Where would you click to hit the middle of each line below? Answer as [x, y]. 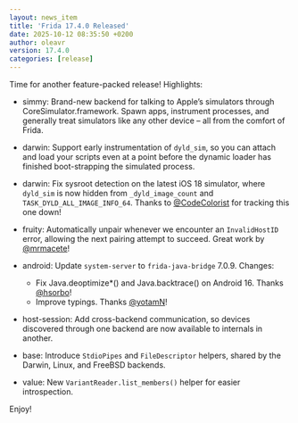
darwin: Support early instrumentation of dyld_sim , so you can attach [149, 147]
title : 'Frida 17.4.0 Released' [69, 26]
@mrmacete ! [46, 248]
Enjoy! [21, 409]
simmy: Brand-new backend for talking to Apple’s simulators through [148, 102]
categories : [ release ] [51, 59]
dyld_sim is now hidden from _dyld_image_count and [118, 193]
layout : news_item [43, 17]
